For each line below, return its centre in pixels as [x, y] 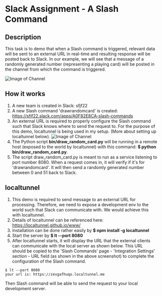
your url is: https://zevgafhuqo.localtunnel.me [55, 274]
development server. [26, 288]
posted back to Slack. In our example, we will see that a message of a [74, 59]
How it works [25, 94]
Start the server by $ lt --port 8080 [47, 235]
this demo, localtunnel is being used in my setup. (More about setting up [84, 131]
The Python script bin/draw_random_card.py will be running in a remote [85, 141]
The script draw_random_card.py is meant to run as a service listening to [85, 157]
